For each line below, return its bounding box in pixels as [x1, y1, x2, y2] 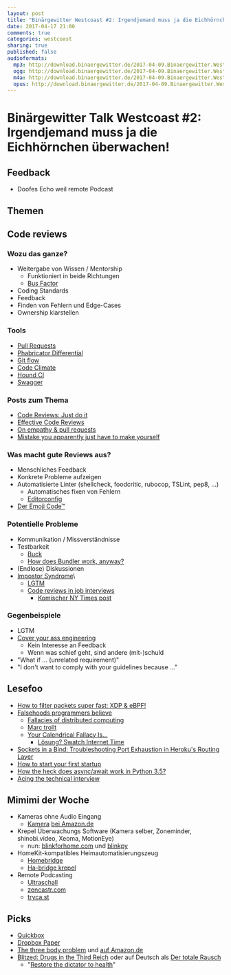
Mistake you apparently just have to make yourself [16, 432, 160, 441]
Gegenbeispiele [7, 611, 61, 620]
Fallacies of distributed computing [27, 715, 124, 724]
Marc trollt [27, 723, 57, 731]
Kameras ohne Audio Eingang [16, 813, 102, 821]
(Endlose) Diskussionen [16, 564, 85, 572]
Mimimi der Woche [7, 795, 89, 806]
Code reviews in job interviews [27, 586, 115, 594]
